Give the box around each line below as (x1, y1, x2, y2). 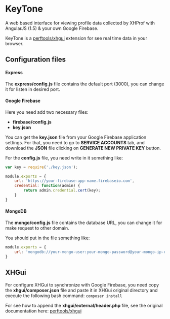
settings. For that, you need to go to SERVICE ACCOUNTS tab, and (5, 139, 145, 145)
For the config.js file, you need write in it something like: (5, 154, 123, 161)
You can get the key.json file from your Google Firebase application (5, 134, 147, 140)
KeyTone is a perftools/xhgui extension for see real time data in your (5, 35, 148, 41)
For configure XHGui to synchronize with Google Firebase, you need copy (5, 281, 159, 288)
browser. (5, 40, 24, 46)
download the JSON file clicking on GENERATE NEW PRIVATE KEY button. (5, 145, 161, 151)
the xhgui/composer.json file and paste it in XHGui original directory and (5, 287, 158, 293)
